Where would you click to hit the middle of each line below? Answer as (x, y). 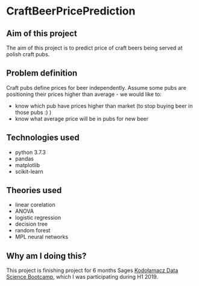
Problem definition (42, 73)
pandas (24, 159)
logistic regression (38, 218)
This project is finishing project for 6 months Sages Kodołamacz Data (92, 270)
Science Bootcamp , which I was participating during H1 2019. (82, 277)
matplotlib (27, 165)
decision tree (31, 224)
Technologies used (43, 138)
